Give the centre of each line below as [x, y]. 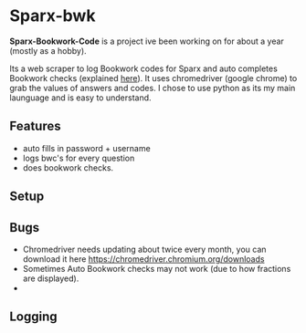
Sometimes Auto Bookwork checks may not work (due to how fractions [157, 268]
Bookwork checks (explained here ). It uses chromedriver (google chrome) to [153, 78]
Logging [33, 317]
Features [35, 126]
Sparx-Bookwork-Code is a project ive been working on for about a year [147, 41]
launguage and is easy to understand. [81, 98]
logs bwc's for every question [79, 158]
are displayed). [51, 278]
